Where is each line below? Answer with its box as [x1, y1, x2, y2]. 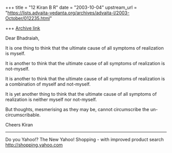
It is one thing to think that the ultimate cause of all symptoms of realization [5, 45, 164, 51]
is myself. [5, 51, 26, 56]
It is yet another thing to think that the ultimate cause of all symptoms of [5, 91, 157, 97]
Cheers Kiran [5, 122, 33, 127]
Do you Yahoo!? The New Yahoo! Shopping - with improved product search [5, 137, 164, 142]
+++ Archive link [5, 25, 40, 31]
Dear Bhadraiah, [5, 35, 40, 41]
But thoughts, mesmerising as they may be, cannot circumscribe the [5, 106, 149, 112]
